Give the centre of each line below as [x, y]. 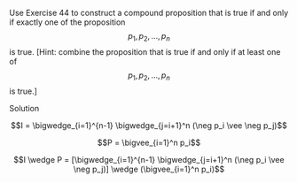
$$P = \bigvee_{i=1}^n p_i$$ [149, 142]
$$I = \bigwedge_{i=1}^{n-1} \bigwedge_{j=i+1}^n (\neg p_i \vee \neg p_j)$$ [149, 125]
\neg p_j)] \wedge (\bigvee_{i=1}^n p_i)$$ [149, 169]
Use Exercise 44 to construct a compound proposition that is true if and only [149, 13]
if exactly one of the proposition [67, 22]
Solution [24, 108]
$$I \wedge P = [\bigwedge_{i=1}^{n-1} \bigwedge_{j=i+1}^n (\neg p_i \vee [149, 159]
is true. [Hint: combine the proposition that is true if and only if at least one [145, 51]
